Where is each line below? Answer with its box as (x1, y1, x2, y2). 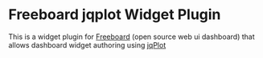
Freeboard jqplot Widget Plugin (8, 6, 221, 24)
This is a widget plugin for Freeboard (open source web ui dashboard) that (8, 32, 255, 41)
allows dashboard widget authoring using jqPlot (8, 40, 166, 49)
